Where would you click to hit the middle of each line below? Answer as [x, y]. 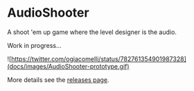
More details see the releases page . [58, 80]
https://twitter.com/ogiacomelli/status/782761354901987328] [99, 59]
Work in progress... [34, 45]
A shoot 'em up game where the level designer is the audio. [92, 32]
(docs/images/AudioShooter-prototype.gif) [68, 66]
